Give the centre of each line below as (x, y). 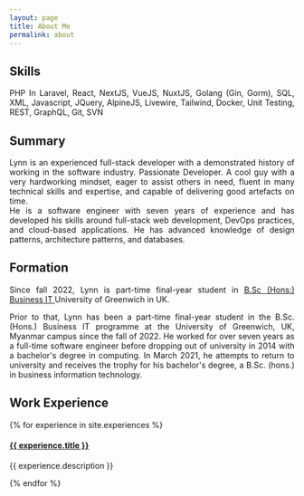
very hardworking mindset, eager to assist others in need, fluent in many (152, 181)
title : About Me (40, 26)
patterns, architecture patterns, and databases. (97, 239)
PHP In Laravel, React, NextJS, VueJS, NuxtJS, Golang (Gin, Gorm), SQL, (152, 93)
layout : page (34, 18)
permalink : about (42, 34)
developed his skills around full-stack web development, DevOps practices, (152, 220)
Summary (38, 141)
